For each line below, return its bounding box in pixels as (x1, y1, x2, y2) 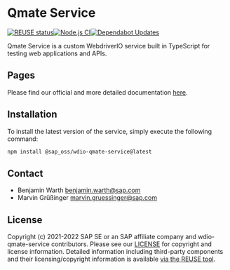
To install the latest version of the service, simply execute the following (7, 127, 212, 135)
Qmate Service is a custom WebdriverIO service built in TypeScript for (7, 41, 210, 50)
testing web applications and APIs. (7, 49, 107, 58)
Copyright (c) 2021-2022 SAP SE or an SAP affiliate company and (7, 233, 196, 241)
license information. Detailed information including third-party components (7, 248, 224, 256)
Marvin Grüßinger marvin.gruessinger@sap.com (17, 194, 158, 202)
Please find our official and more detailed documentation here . (7, 88, 188, 96)
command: (7, 135, 39, 143)
